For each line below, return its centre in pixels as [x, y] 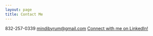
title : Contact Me [24, 14]
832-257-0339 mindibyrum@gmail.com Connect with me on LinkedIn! [77, 28]
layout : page [19, 10]
